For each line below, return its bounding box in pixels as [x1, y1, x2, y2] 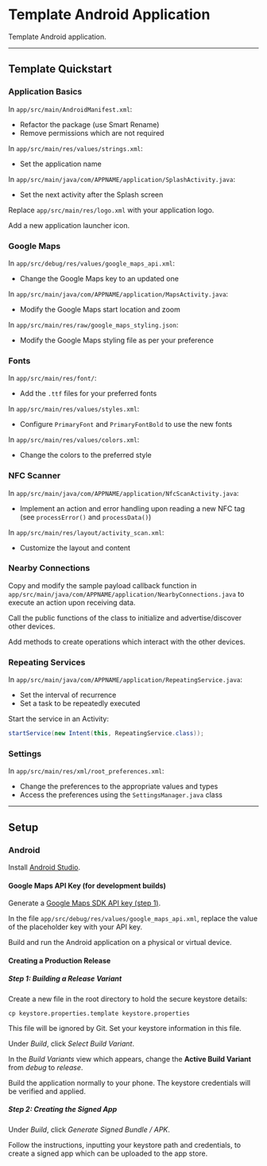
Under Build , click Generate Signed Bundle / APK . [8, 1125, 171, 1134]
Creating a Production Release [8, 955, 111, 965]
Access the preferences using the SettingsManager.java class [19, 790, 222, 800]
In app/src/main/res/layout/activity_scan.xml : [8, 527, 164, 537]
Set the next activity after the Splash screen [19, 189, 164, 199]
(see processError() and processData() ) [19, 512, 152, 521]
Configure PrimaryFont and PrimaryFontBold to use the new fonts [19, 420, 233, 429]
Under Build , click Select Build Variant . [8, 1039, 135, 1048]
